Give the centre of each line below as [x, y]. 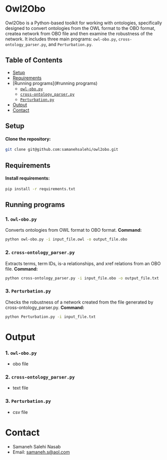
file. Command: [21, 269]
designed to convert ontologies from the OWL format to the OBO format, [80, 28]
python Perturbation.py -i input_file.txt [50, 317]
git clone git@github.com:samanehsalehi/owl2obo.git [62, 150]
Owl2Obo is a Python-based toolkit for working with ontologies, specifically [84, 23]
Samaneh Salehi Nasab [37, 446]
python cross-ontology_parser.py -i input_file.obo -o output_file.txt [82, 278]
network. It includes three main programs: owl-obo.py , [61, 39]
